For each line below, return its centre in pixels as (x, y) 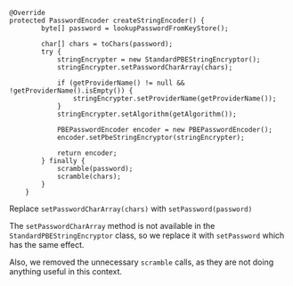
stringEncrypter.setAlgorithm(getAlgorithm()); (147, 114)
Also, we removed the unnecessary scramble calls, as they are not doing (142, 262)
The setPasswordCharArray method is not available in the (112, 226)
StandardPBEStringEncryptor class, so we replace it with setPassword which (147, 235)
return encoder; (87, 153)
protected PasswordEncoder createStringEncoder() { (107, 20)
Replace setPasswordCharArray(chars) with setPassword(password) (131, 208)
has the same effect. (47, 245)
